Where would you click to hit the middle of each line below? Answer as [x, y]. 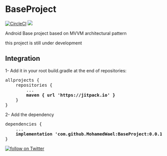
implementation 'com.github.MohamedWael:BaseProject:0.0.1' [90, 134]
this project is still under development [43, 43]
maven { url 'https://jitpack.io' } [71, 95]
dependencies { [24, 124]
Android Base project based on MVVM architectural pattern [66, 33]
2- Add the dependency [30, 114]
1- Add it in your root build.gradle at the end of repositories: [66, 70]
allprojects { [22, 80]
